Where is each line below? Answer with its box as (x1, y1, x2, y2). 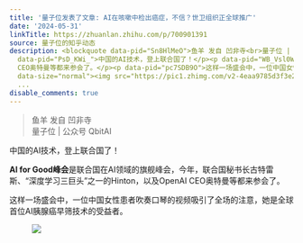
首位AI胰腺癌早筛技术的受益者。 (9, 205, 128, 216)
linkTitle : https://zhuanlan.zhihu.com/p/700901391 (9, 30, 207, 39)
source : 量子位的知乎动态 (9, 38, 96, 48)
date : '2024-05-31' (9, 22, 83, 31)
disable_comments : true (9, 88, 99, 97)
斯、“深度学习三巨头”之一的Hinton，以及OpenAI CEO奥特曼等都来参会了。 (9, 175, 285, 185)
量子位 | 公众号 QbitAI (31, 125, 112, 136)
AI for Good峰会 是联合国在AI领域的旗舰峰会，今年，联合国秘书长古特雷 (9, 164, 274, 175)
